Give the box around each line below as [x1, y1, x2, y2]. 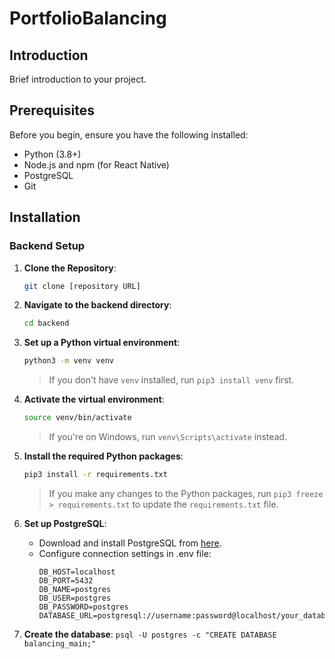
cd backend [23, 318, 70, 329]
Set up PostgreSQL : [23, 517, 107, 529]
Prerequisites [9, 102, 95, 119]
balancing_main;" [23, 638, 97, 649]
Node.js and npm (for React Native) [23, 158, 170, 171]
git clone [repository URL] [23, 281, 141, 291]
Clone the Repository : [23, 262, 117, 274]
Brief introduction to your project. [9, 73, 147, 85]
